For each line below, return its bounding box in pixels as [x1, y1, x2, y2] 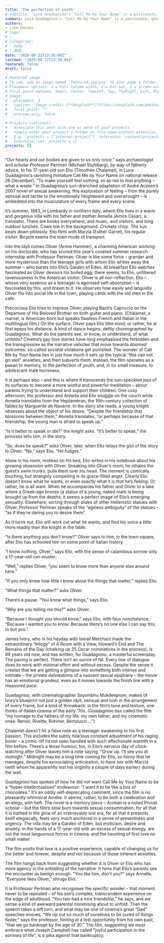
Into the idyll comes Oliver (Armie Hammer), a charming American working [5, 244, 155, 249]
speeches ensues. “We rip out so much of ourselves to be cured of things [5, 912, 153, 918]
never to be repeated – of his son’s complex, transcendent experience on [5, 891, 152, 897]
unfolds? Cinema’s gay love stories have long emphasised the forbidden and [5, 336, 159, 342]
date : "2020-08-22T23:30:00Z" [5, 52, 67, 58]
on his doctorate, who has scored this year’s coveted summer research [5, 248, 148, 255]
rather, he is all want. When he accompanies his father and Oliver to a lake [5, 484, 154, 490]
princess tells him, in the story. [5, 433, 67, 439]
